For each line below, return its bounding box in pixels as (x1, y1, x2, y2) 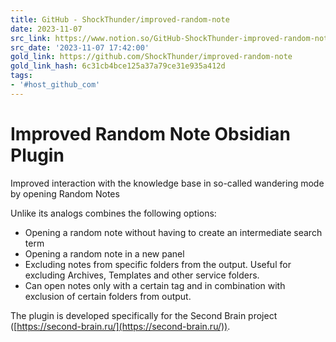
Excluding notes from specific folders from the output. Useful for (24, 258, 292, 270)
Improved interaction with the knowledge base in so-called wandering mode (10, 177, 325, 189)
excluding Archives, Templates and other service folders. (24, 269, 260, 281)
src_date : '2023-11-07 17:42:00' (10, 42, 150, 53)
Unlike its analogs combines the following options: (10, 207, 217, 219)
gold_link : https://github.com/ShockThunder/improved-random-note (10, 52, 293, 62)
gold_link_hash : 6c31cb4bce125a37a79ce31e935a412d (10, 61, 226, 71)
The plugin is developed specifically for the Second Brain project (10, 309, 278, 321)
